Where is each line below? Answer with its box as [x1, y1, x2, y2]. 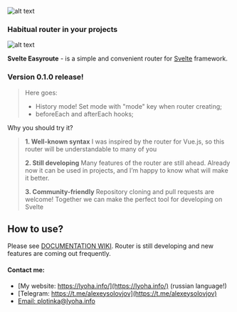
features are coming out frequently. [7, 249, 112, 258]
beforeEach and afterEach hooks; [35, 109, 134, 118]
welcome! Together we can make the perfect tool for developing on [24, 195, 223, 203]
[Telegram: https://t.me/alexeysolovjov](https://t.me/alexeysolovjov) [17, 289, 217, 298]
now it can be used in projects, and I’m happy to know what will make [24, 166, 229, 174]
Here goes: [24, 88, 58, 97]
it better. [24, 173, 50, 182]
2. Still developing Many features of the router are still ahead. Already [24, 158, 231, 167]
